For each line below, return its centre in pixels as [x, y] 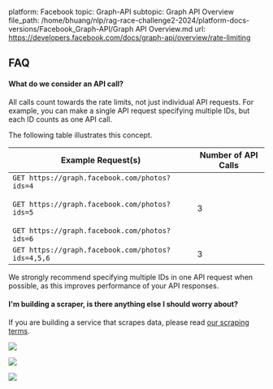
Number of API [229, 155]
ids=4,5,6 [31, 258]
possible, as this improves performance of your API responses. [114, 285]
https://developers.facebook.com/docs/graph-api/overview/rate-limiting [130, 37]
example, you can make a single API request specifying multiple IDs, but [129, 110]
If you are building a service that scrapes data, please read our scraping [129, 322]
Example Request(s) [101, 160]
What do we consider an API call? [66, 84]
